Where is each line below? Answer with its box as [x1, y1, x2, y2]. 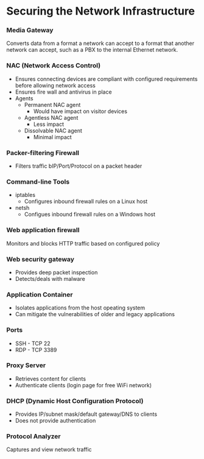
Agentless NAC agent [24, 114, 79, 121]
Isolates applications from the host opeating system [15, 304, 146, 311]
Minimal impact [33, 133, 72, 140]
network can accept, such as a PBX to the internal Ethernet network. [6, 46, 178, 53]
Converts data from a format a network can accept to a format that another [6, 40, 195, 47]
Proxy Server [6, 361, 46, 370]
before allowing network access [15, 81, 96, 89]
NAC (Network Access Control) [6, 61, 101, 70]
